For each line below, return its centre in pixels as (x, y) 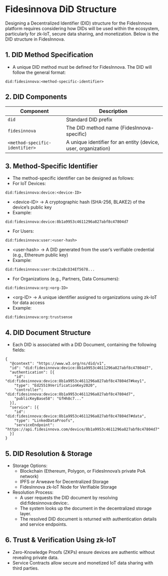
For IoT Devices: (29, 184)
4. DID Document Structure (48, 332)
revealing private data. (35, 557)
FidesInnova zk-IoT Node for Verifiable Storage (68, 487)
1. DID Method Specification (49, 55)
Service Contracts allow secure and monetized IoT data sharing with (83, 562)
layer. (25, 514)
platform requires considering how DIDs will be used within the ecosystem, (82, 28)
